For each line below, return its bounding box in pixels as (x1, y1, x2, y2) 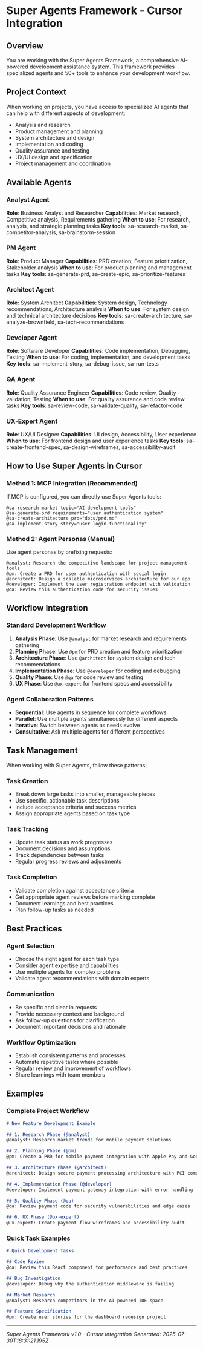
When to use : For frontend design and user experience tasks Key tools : (6, 437, 185, 444)
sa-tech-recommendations (57, 318, 124, 326)
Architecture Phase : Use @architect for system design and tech (14, 654, 176, 661)
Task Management (6, 746, 78, 756)
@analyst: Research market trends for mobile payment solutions (6, 1137, 172, 1143)
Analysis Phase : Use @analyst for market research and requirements (14, 635, 187, 642)
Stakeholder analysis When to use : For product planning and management (6, 264, 192, 271)
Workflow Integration (6, 603, 89, 613)
